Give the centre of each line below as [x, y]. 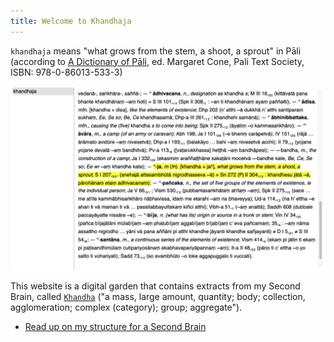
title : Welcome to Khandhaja [71, 21]
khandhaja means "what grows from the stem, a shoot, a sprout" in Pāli [156, 51]
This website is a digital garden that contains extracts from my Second [155, 286]
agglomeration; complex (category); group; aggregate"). [126, 307]
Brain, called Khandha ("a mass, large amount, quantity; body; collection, [158, 296]
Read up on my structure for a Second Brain [115, 326]
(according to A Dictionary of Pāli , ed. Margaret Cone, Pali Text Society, [157, 61]
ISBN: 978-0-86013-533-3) [66, 72]
